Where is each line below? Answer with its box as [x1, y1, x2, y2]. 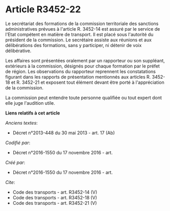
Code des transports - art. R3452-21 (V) [12, 200, 97, 206]
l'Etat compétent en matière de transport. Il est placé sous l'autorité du [5, 31, 154, 37]
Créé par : [5, 159, 26, 166]
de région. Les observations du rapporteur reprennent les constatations [5, 68, 156, 75]
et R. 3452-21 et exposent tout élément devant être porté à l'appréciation [11, 79, 164, 85]
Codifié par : [5, 139, 31, 146]
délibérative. [5, 48, 32, 54]
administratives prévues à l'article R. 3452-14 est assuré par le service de [5, 26, 160, 32]
